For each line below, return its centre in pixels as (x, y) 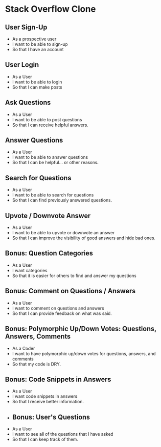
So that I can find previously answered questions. (62, 200)
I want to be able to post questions (47, 119)
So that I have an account (38, 49)
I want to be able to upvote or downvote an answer (63, 233)
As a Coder (23, 348)
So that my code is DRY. (36, 364)
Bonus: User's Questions (51, 417)
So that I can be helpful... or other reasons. (55, 163)
